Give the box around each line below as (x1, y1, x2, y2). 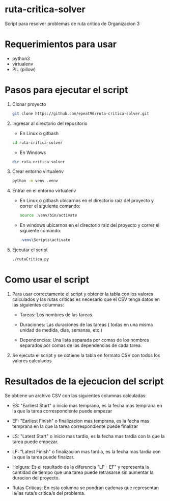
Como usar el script (5, 274, 90, 286)
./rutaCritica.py (12, 257, 49, 262)
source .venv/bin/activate (19, 213, 77, 218)
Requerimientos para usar (5, 38, 117, 50)
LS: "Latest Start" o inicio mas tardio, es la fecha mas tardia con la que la (12, 433, 165, 439)
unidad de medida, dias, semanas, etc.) (19, 326, 103, 333)
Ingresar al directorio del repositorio (12, 120, 88, 126)
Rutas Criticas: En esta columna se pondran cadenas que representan (12, 485, 159, 491)
